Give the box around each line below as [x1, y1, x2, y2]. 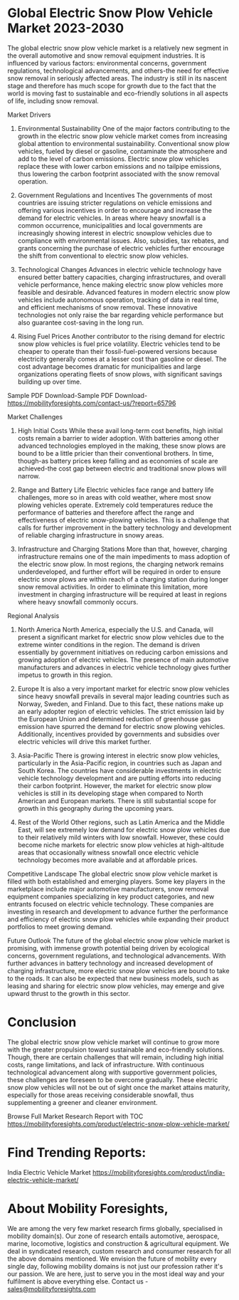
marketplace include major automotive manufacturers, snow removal [7, 884, 209, 893]
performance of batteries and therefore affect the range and [17, 508, 194, 517]
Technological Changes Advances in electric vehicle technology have [17, 265, 222, 273]
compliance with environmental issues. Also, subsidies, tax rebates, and [17, 236, 229, 245]
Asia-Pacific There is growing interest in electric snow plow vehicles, [17, 751, 221, 760]
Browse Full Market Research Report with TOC [7, 1112, 144, 1121]
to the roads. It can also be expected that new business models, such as [7, 974, 219, 982]
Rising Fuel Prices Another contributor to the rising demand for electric [17, 332, 225, 340]
